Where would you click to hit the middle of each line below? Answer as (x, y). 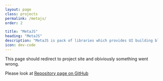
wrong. (12, 64)
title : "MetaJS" (21, 32)
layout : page (18, 9)
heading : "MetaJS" (24, 36)
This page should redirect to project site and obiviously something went (77, 59)
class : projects (21, 14)
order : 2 (14, 23)
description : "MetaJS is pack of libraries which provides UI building (79, 41)
